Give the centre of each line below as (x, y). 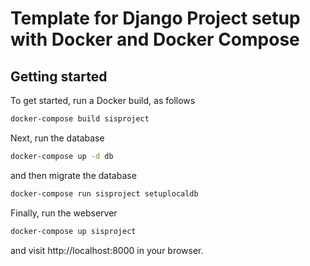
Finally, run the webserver (64, 213)
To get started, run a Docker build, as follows (103, 100)
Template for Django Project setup (155, 18)
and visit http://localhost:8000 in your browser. (107, 250)
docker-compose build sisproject (80, 119)
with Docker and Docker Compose (155, 39)
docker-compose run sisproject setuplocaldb (104, 193)
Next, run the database (57, 138)
